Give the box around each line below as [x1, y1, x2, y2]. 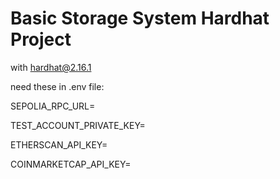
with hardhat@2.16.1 [10, 61, 92, 73]
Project [10, 28, 72, 51]
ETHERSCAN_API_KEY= [10, 138, 108, 151]
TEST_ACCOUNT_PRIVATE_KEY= [10, 119, 146, 131]
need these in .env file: [10, 80, 105, 92]
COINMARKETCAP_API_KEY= [10, 158, 132, 170]
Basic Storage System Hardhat [10, 7, 270, 30]
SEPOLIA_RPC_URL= [10, 100, 96, 112]
